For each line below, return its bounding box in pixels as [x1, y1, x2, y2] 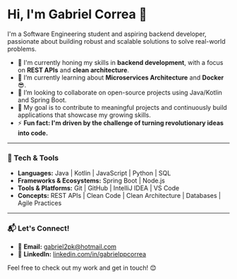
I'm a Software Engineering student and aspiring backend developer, [7, 30, 207, 38]
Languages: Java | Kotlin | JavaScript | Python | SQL [17, 169, 171, 178]
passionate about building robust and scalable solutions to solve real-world [7, 37, 226, 45]
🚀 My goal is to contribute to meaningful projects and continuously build [17, 103, 227, 111]
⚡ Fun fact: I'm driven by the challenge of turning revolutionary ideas [17, 118, 224, 127]
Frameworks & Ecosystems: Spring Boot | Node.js [17, 176, 166, 185]
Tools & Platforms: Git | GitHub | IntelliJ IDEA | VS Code [17, 184, 180, 192]
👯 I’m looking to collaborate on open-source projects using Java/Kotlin [17, 88, 222, 97]
